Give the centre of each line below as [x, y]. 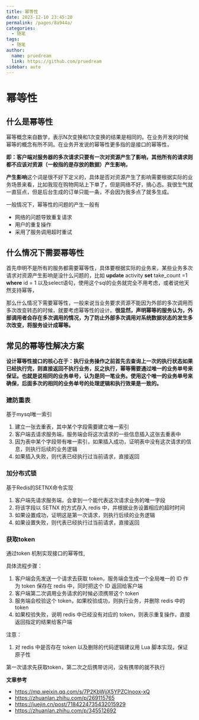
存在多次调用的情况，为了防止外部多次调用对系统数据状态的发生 [110, 318]
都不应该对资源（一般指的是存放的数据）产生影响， [68, 164]
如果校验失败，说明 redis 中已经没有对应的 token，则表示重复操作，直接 [102, 614]
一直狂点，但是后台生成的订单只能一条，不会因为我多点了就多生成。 [89, 192]
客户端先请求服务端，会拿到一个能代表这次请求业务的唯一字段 [90, 500]
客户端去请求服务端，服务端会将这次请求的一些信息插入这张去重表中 [98, 434]
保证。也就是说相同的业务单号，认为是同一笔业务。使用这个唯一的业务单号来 [99, 376]
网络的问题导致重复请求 [43, 217]
